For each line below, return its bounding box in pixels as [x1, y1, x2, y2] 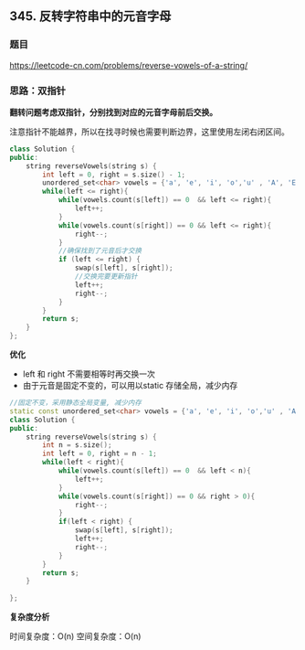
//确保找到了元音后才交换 [58, 246, 142, 256]
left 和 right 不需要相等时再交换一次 [22, 368, 155, 379]
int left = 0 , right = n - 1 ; [42, 449, 157, 459]
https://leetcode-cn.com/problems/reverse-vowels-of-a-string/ [9, 59, 248, 70]
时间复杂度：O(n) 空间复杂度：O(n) [9, 631, 142, 642]
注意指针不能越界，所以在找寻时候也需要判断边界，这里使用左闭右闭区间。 [9, 126, 289, 137]
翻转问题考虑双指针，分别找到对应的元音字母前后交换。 [9, 106, 217, 117]
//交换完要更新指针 [74, 272, 138, 282]
